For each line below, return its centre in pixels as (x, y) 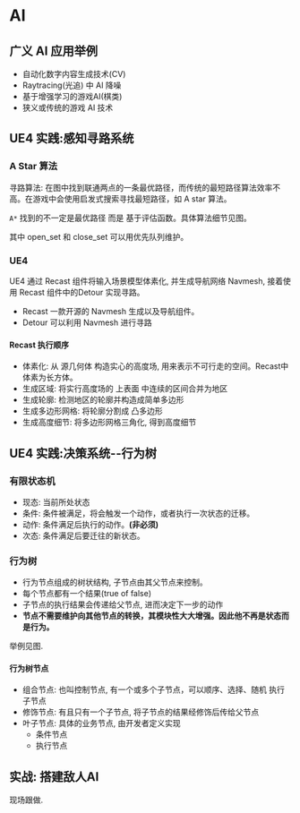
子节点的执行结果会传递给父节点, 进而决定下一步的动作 (123, 604)
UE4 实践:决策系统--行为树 (83, 453)
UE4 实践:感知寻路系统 (72, 138)
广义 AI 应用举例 (54, 51)
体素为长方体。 (50, 378)
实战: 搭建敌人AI (54, 777)
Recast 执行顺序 (39, 345)
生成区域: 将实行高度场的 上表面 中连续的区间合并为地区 (125, 389)
